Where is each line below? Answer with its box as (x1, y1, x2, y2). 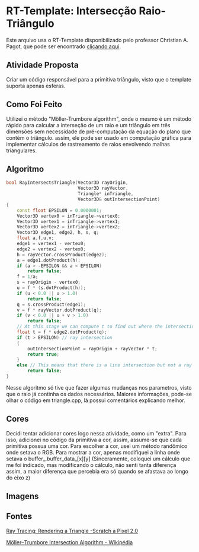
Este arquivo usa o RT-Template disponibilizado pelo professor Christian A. (6, 36, 188, 43)
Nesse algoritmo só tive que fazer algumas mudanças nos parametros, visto (6, 384, 192, 391)
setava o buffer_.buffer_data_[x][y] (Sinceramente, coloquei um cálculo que (6, 455, 191, 462)
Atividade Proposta (6, 60, 79, 70)
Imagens (6, 491, 39, 501)
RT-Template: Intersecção (6, 4, 137, 18)
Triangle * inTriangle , (78, 191, 134, 197)
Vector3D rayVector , (78, 186, 129, 192)
